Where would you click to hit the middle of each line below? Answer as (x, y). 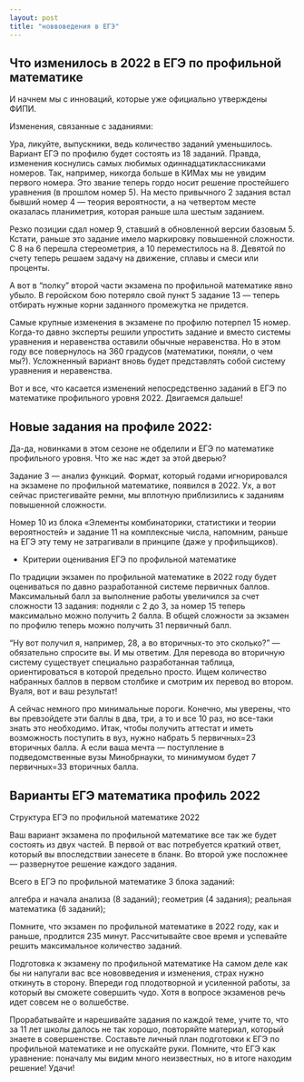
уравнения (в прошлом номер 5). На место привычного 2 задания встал (150, 193)
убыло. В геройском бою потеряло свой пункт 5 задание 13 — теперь (145, 296)
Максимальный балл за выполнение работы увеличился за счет (135, 596)
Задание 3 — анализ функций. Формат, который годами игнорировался (148, 476)
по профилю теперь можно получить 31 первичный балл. (121, 626)
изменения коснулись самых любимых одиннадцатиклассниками (137, 164)
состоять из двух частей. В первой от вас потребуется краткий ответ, (145, 844)
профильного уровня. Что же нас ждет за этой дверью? (118, 458)
